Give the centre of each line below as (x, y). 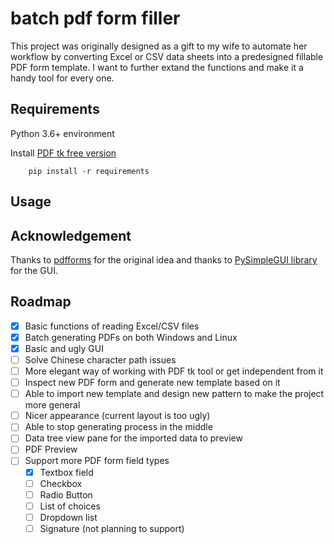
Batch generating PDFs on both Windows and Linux (131, 337)
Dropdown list (68, 517)
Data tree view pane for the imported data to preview (133, 438)
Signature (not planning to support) (112, 528)
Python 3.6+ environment (62, 133)
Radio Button (66, 494)
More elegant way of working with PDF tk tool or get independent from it (174, 371)
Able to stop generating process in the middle (118, 427)
